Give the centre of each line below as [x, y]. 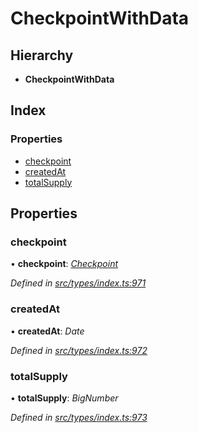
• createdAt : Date [47, 331]
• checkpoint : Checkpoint [64, 264]
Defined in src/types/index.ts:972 [79, 350]
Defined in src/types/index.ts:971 [78, 283]
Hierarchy [42, 55]
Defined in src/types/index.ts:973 [79, 417]
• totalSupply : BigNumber [64, 398]
